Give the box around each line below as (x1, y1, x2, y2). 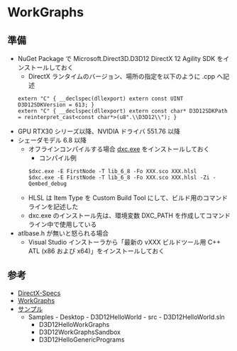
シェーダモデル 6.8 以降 (17, 136, 87, 144)
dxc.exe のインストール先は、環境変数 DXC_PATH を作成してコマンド (28, 211, 231, 220)
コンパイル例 (38, 154, 77, 162)
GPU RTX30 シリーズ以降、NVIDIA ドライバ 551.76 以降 (17, 127, 181, 135)
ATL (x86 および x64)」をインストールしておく (28, 247, 165, 255)
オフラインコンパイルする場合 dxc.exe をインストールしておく (28, 145, 210, 153)
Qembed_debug (28, 180, 67, 187)
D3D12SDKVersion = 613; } (17, 101, 94, 108)
